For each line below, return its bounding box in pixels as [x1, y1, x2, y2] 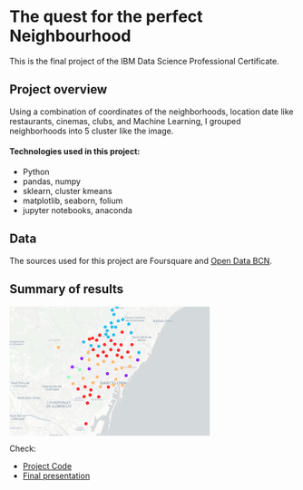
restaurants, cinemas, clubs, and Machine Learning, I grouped [9, 115, 242, 126]
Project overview [9, 82, 108, 97]
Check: [9, 443, 36, 454]
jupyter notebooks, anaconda [22, 204, 133, 215]
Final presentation [22, 470, 91, 481]
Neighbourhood [9, 25, 132, 46]
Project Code [22, 461, 73, 471]
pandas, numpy [22, 175, 82, 187]
